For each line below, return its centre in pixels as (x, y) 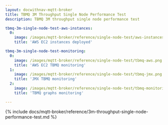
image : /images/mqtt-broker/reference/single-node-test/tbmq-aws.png (88, 60)
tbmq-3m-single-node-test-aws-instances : (49, 28)
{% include (16, 111)
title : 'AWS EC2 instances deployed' (53, 42)
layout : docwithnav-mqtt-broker (39, 10)
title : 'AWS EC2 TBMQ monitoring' (50, 65)
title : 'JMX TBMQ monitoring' (46, 79)
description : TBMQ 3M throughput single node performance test (72, 19)
